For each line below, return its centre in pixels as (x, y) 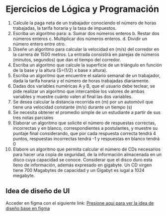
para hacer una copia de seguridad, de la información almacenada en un (87, 154)
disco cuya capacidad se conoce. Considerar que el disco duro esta (83, 160)
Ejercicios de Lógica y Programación (83, 9)
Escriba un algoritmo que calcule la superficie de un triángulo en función (87, 65)
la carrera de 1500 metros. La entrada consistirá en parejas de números (86, 54)
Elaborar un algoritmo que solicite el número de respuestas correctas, (84, 123)
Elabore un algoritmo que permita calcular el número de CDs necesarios (87, 149)
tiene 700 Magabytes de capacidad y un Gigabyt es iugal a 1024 (79, 170)
